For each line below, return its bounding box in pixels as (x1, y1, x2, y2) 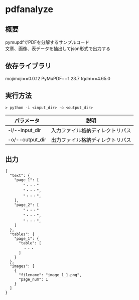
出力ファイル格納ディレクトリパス (51, 136, 131, 143)
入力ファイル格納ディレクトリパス (51, 127, 131, 134)
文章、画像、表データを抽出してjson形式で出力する (5, 45, 111, 52)
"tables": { (10, 232, 35, 237)
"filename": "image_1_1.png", (18, 273, 82, 278)
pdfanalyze (5, 4, 54, 15)
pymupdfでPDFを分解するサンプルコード (5, 39, 89, 45)
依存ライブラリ (5, 62, 52, 70)
